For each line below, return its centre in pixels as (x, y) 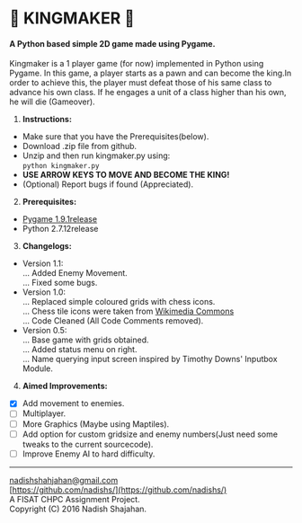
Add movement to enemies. (73, 403)
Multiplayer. (44, 413)
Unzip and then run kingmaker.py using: (96, 155)
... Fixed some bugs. (60, 283)
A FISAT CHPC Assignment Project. (75, 499)
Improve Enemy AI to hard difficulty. (89, 454)
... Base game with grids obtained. (85, 340)
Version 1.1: (43, 263)
